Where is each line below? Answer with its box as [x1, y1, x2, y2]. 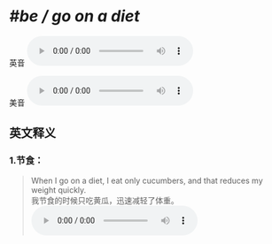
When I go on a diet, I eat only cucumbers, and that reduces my [30, 175, 263, 186]
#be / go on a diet [9, 6, 140, 27]
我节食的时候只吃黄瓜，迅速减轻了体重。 [30, 194, 179, 205]
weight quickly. [30, 184, 87, 195]
